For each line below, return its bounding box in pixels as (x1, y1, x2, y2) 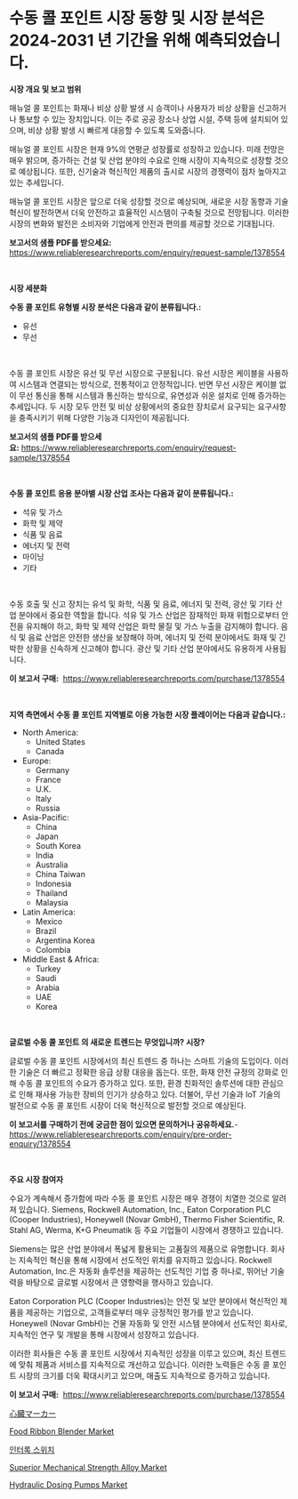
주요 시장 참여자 (9, 1173, 64, 1184)
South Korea (35, 840, 82, 850)
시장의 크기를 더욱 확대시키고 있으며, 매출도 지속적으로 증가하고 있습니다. (18, 1370, 270, 1381)
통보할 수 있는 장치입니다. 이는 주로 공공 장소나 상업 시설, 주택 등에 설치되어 (18, 113, 279, 125)
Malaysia (35, 897, 68, 907)
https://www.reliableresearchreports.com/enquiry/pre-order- (9, 1129, 232, 1140)
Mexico (35, 915, 63, 926)
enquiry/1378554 (9, 1138, 71, 1148)
